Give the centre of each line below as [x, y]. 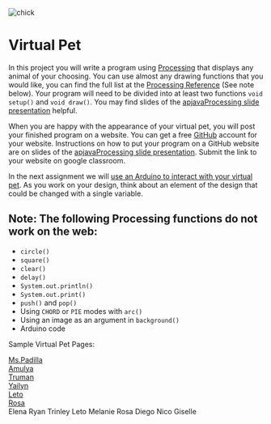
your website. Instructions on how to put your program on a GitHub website [134, 143]
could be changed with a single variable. [76, 193]
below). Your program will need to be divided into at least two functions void [135, 93]
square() [35, 260]
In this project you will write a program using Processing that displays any [131, 67]
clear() [33, 269]
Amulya [21, 368]
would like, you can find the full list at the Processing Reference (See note [131, 84]
